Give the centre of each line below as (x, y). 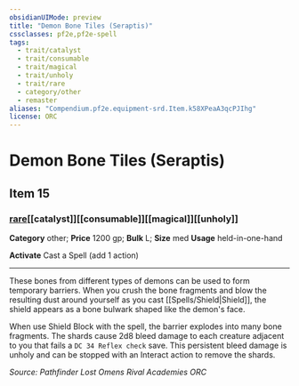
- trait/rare (41, 84)
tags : (19, 42)
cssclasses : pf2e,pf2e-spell (63, 34)
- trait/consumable (53, 59)
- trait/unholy (45, 76)
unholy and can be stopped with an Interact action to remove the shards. (142, 355)
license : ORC (33, 117)
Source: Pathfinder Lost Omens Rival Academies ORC (108, 372)
